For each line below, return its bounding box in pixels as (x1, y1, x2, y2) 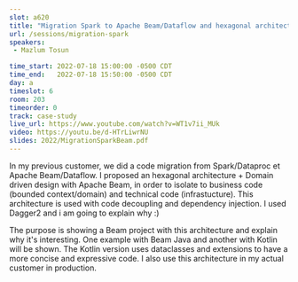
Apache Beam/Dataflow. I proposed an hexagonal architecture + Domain (9, 169, 274, 180)
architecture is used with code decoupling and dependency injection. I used (9, 198, 286, 208)
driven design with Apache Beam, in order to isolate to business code (9, 179, 263, 190)
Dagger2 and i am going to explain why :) (9, 208, 160, 218)
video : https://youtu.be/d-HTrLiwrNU (9, 128, 149, 137)
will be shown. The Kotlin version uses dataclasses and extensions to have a (9, 243, 288, 254)
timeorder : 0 (9, 103, 58, 112)
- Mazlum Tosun (12, 46, 69, 55)
